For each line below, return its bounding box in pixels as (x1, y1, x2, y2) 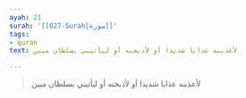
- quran (9, 37, 38, 47)
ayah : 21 (9, 12, 42, 22)
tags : (9, 29, 29, 38)
